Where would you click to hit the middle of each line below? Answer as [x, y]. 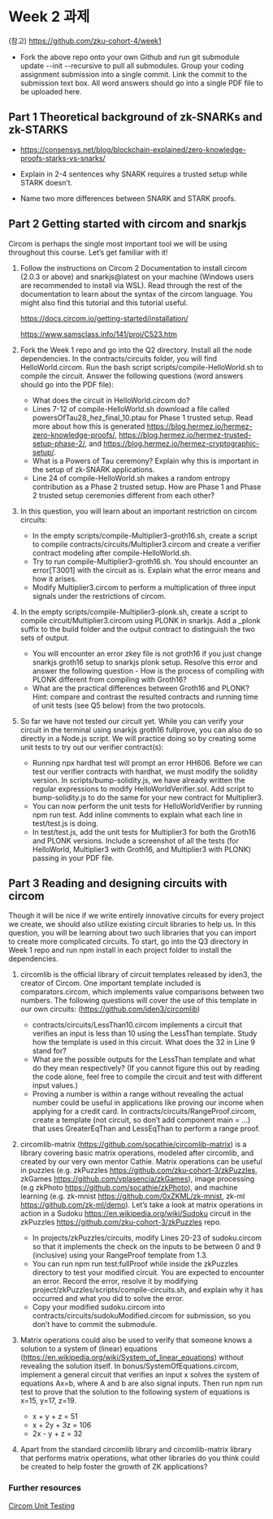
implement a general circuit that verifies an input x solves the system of [140, 1375]
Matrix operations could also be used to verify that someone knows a [136, 1340]
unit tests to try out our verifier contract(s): [92, 747]
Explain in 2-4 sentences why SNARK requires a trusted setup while [134, 174]
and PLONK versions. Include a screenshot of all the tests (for [136, 840]
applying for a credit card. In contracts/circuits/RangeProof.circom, [144, 1111]
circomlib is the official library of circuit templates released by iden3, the [141, 975]
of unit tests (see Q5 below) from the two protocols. [119, 705]
